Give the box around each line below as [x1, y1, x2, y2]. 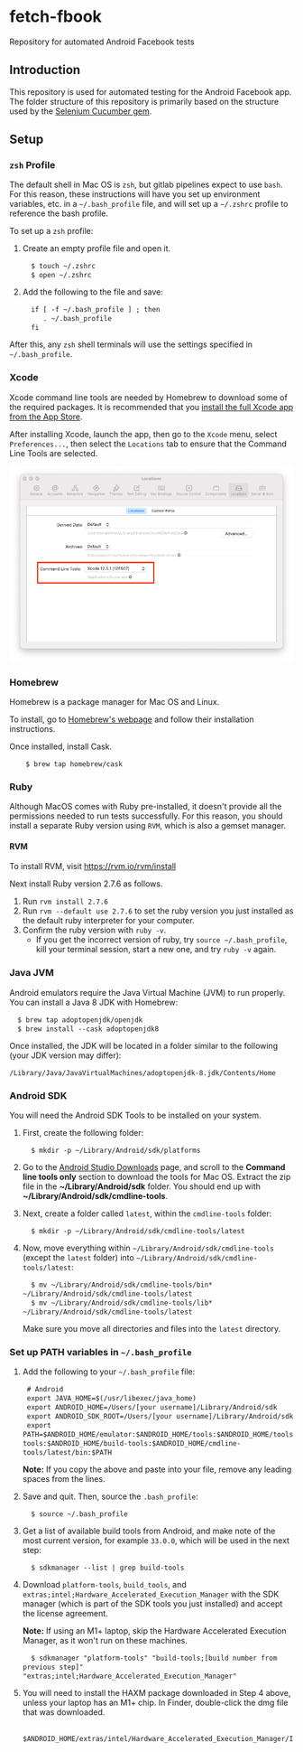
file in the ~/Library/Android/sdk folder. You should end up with [22, 1181, 262, 1192]
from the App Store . [9, 411, 83, 422]
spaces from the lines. [22, 1474, 106, 1485]
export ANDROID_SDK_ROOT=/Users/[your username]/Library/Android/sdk [26, 1412, 294, 1421]
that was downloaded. [22, 1707, 106, 1718]
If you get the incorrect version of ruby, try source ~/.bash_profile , [35, 934, 288, 945]
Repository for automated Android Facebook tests [9, 36, 196, 47]
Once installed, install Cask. [9, 741, 113, 752]
